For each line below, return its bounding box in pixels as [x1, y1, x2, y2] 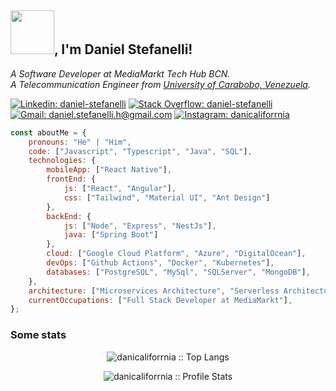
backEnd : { [46, 211, 92, 221]
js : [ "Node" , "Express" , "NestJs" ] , [63, 221, 217, 231]
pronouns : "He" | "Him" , [28, 137, 132, 147]
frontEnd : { [46, 174, 97, 185]
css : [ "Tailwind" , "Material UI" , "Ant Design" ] [63, 192, 271, 203]
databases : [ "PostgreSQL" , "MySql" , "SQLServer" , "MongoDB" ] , [46, 267, 311, 277]
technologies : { [28, 156, 97, 166]
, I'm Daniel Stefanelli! [54, 41, 193, 58]
